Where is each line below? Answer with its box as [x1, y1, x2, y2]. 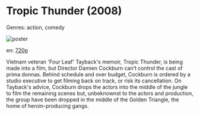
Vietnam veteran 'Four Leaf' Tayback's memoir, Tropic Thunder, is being [6, 58, 183, 65]
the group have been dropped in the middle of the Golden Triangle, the [6, 96, 179, 103]
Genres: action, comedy [6, 24, 65, 31]
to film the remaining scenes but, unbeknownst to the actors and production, [6, 90, 194, 97]
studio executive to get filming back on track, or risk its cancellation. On [6, 77, 182, 84]
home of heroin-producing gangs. [6, 102, 89, 109]
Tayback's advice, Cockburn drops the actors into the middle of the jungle [6, 83, 188, 90]
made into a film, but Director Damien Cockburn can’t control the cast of [6, 64, 183, 72]
